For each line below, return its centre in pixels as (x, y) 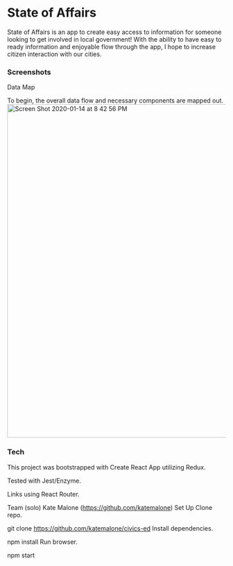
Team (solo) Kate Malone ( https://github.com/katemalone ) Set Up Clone (110, 507)
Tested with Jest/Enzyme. (44, 481)
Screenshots (29, 72)
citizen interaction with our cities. (54, 54)
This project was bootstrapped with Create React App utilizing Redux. (106, 467)
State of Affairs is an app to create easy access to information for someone (114, 32)
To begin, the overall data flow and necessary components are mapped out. (115, 101)
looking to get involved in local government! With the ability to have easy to (114, 39)
